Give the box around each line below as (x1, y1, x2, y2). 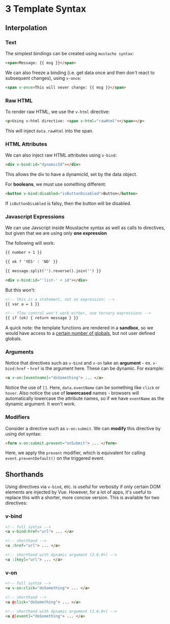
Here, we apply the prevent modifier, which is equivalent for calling (5, 450, 146, 456)
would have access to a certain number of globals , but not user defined (5, 330, 155, 337)
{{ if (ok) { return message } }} (5, 316, 79, 321)
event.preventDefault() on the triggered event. (5, 455, 105, 461)
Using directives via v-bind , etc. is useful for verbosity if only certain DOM (5, 484, 161, 490)
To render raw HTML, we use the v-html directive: (5, 108, 110, 115)
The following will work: (5, 240, 55, 246)
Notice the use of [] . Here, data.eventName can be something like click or (5, 385, 160, 391)
